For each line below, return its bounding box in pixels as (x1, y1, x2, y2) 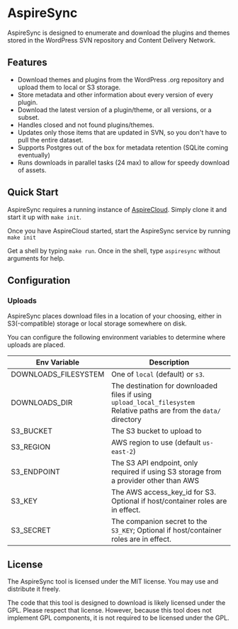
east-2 (110, 448, 133, 456)
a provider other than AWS (110, 476, 200, 486)
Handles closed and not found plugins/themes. (17, 121, 154, 129)
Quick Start (7, 187, 59, 199)
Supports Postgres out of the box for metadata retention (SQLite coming (17, 143, 229, 152)
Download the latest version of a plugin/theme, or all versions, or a (17, 105, 212, 114)
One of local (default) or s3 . (110, 369, 205, 379)
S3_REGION (11, 442, 51, 452)
